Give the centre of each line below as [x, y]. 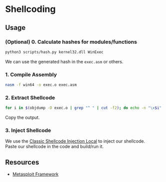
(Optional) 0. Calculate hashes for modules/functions [71, 42]
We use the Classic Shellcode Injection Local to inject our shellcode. [75, 141]
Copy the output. [22, 118]
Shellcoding [30, 9]
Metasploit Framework [35, 174]
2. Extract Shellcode [30, 97]
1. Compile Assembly [31, 74]
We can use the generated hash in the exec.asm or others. [64, 61]
